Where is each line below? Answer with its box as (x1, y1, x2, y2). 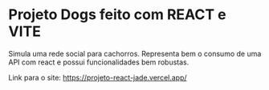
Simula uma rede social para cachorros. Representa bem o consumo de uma (8, 49, 262, 58)
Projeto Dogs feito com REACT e (8, 6, 226, 24)
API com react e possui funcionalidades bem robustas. (8, 57, 190, 67)
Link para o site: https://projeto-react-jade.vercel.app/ (8, 72, 187, 82)
